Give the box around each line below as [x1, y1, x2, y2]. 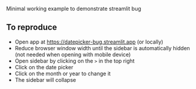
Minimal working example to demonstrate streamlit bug [6, 5, 142, 12]
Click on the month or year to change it [14, 70, 111, 77]
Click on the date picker [14, 63, 73, 70]
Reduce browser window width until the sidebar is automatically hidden [14, 44, 191, 51]
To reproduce [6, 22, 58, 32]
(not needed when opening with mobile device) [14, 51, 131, 58]
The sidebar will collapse [14, 76, 76, 83]
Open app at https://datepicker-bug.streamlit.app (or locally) [14, 38, 164, 45]
